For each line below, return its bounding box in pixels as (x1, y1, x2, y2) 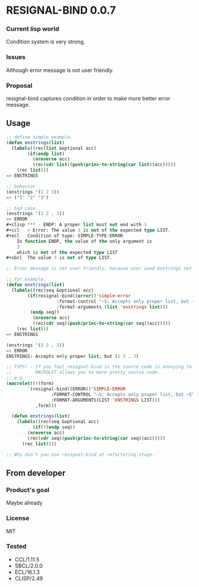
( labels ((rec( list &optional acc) (11, 145, 97, 151)
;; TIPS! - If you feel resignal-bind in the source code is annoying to (6, 364, 192, 370)
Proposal (6, 81, 33, 90)
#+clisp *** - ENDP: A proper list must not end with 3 (6, 222, 147, 228)
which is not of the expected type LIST (17, 249, 118, 255)
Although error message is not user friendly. (6, 66, 114, 74)
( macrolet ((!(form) (6, 380, 54, 386)
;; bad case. (6, 205, 38, 211)
